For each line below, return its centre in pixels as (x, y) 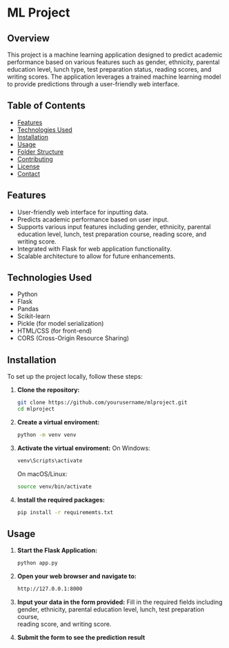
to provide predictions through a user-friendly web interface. (93, 84)
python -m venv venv (47, 435)
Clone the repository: (48, 390)
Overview (29, 38)
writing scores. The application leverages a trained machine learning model (114, 77)
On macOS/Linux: (42, 473)
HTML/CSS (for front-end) (54, 331)
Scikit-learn (33, 316)
